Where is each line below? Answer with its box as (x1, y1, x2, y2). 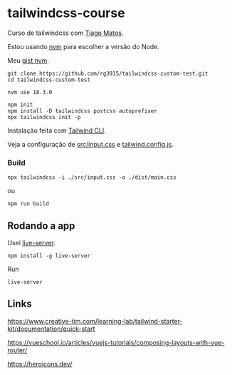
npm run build (7, 200, 50, 207)
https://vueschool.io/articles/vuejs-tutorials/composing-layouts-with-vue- (7, 338, 225, 346)
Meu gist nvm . (7, 56, 50, 65)
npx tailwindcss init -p (7, 113, 81, 120)
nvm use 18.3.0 (7, 88, 53, 96)
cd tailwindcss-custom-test (7, 76, 91, 83)
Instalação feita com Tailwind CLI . (7, 126, 107, 135)
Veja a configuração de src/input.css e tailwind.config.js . (7, 140, 174, 148)
